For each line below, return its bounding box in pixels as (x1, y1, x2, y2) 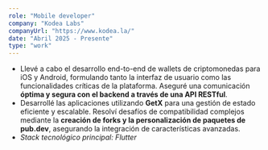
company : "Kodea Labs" (8, 19, 85, 27)
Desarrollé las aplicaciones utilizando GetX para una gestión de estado (19, 98, 256, 108)
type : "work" (8, 42, 52, 50)
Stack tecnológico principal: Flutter (19, 132, 137, 142)
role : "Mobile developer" (8, 11, 95, 20)
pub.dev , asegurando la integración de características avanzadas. (19, 124, 241, 134)
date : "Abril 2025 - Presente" (8, 34, 113, 43)
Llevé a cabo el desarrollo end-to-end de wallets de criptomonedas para (19, 64, 261, 73)
